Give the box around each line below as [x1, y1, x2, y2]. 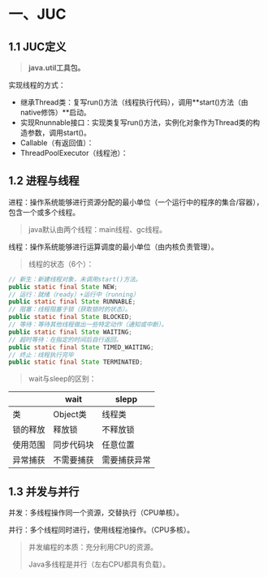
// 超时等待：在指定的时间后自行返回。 [8, 335, 123, 343]
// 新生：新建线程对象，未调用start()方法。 [8, 275, 142, 283]
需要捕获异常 [102, 454, 152, 466]
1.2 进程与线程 [8, 174, 80, 188]
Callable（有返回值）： [19, 138, 94, 148]
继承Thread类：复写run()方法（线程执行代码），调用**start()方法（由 [19, 97, 249, 107]
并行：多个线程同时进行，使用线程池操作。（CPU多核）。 [8, 525, 195, 535]
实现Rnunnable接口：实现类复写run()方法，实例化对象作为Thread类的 [19, 118, 253, 127]
